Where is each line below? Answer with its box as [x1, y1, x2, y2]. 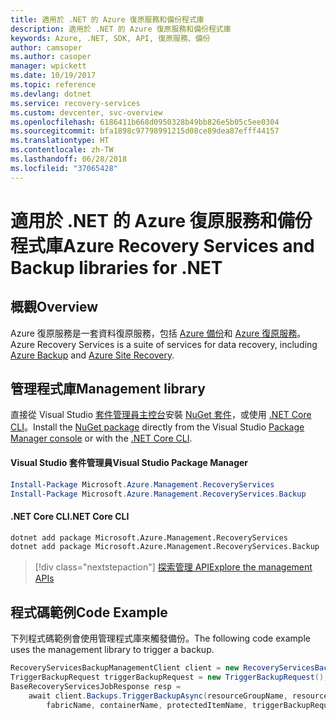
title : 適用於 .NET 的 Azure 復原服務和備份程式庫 [10, 14, 205, 25]
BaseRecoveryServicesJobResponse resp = [10, 681, 182, 691]
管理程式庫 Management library [10, 381, 206, 398]
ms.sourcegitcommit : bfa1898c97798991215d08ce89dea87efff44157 [10, 126, 280, 136]
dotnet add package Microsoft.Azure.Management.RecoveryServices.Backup [10, 542, 320, 552]
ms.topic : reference [10, 80, 97, 90]
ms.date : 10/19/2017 [10, 71, 97, 81]
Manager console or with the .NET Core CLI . [10, 432, 193, 445]
